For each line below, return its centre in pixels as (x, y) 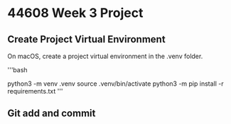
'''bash (17, 70)
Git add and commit (52, 114)
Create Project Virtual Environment (86, 39)
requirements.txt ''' (35, 91)
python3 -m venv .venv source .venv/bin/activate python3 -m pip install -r (116, 84)
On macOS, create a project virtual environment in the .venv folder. (105, 56)
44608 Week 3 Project (75, 13)
